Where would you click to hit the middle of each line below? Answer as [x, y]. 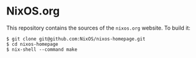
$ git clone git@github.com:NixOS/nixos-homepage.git [76, 39]
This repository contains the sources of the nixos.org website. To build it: [98, 28]
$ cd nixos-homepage [33, 44]
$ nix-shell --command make [42, 50]
